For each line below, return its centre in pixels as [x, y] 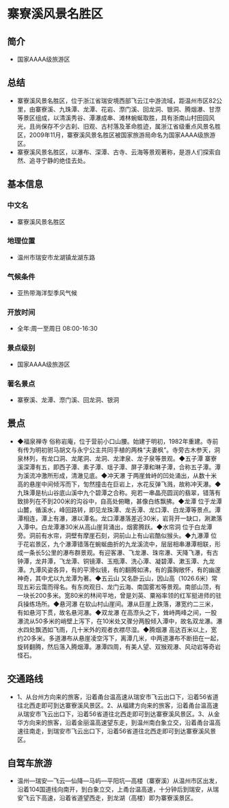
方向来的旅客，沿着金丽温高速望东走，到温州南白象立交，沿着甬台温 [119, 722]
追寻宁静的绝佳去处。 [59, 160]
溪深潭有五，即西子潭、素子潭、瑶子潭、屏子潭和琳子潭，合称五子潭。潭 [119, 467]
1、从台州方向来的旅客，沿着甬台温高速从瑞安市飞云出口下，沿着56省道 [118, 696]
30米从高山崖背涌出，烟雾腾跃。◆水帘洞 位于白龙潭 [138, 527]
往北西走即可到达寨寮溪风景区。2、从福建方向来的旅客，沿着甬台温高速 [118, 705]
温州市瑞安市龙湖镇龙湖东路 [56, 257]
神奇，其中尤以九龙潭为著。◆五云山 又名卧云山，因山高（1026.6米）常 [117, 578]
